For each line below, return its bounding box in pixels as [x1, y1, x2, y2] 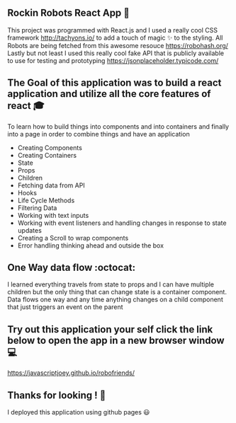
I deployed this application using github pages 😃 [7, 408, 150, 417]
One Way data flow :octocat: [7, 262, 136, 274]
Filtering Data [17, 203, 57, 212]
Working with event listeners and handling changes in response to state [17, 219, 227, 227]
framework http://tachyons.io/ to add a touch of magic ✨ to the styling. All [7, 33, 223, 42]
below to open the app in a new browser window [7, 334, 225, 347]
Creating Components [17, 143, 83, 152]
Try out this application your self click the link [7, 323, 213, 335]
